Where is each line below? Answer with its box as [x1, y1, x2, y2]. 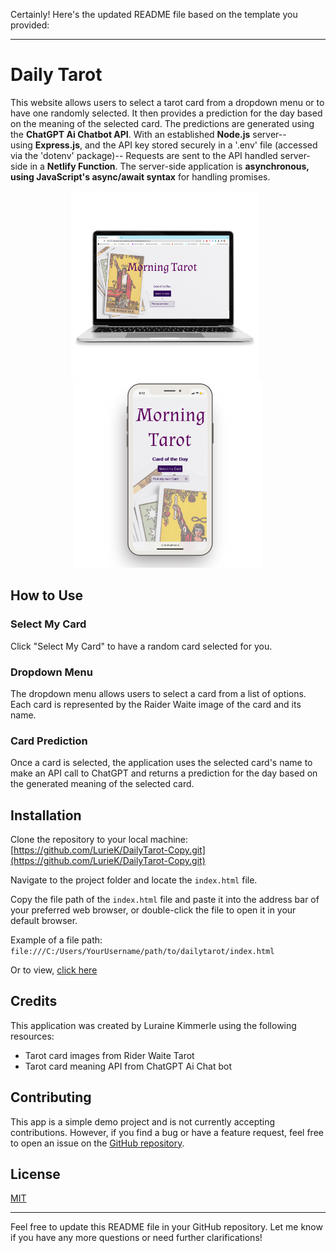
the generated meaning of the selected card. [10, 778, 195, 790]
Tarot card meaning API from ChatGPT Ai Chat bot [24, 1060, 232, 1072]
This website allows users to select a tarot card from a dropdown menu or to [10, 96, 325, 108]
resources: [10, 1030, 55, 1042]
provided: [10, 19, 50, 31]
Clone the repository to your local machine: [10, 834, 189, 846]
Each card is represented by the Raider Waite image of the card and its [10, 698, 302, 710]
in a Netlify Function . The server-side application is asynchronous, [29, 160, 310, 172]
